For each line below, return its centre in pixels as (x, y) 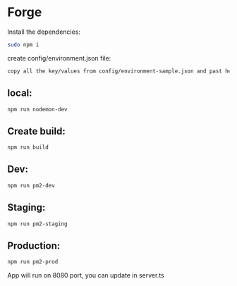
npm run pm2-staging (38, 224)
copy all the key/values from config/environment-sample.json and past (115, 71)
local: (20, 93)
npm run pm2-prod (33, 262)
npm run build (28, 148)
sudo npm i (23, 44)
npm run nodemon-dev (38, 109)
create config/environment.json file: (59, 58)
